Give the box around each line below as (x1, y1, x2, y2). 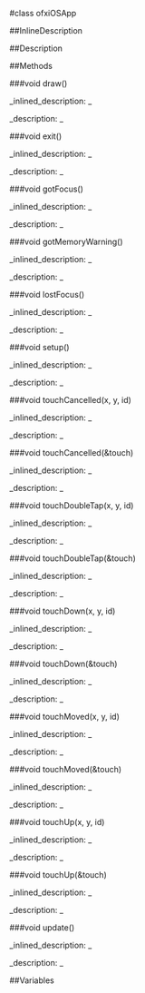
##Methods (9, 61, 53, 71)
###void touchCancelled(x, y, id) (9, 395, 131, 405)
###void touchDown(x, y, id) (9, 605, 116, 616)
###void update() (9, 922, 75, 933)
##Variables (9, 975, 54, 986)
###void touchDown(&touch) (9, 658, 118, 669)
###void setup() (9, 342, 70, 352)
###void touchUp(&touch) (9, 870, 107, 880)
